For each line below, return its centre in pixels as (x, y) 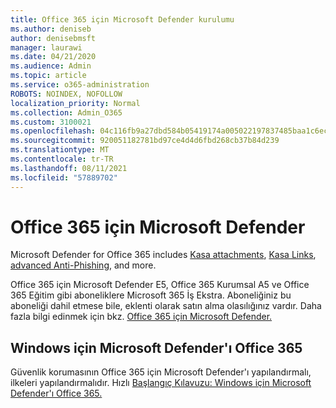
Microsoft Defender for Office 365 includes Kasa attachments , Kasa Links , (163, 255)
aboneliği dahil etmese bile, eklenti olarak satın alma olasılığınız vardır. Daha (166, 306)
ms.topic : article (48, 76)
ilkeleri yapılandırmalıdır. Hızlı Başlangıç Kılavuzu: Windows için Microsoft (161, 383)
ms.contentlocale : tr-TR (62, 159)
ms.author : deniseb (51, 29)
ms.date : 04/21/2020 (53, 57)
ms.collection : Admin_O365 (66, 112)
